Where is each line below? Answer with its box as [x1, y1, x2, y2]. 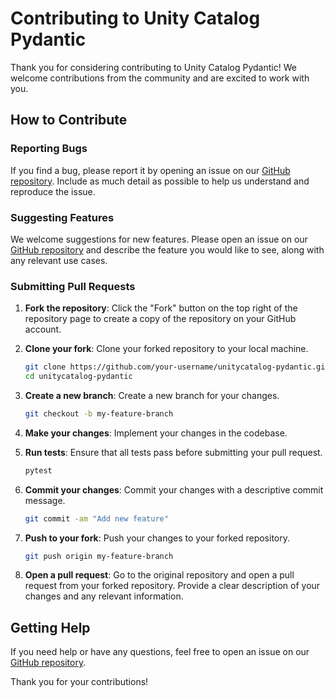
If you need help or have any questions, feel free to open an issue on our [10, 646, 310, 658]
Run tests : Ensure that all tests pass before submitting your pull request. [24, 446, 323, 458]
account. [24, 323, 62, 336]
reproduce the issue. [10, 185, 96, 197]
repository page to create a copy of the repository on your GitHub [24, 313, 297, 325]
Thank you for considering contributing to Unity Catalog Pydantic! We [10, 61, 297, 73]
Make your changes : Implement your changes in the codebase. [24, 427, 288, 439]
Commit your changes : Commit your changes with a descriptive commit [24, 483, 324, 496]
